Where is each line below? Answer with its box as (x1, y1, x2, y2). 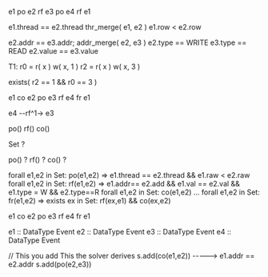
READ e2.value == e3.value (8, 46, 98, 55)
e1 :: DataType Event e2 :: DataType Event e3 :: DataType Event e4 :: (8, 227, 232, 236)
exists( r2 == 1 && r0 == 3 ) (8, 78, 98, 86)
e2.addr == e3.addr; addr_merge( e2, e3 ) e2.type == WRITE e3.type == (8, 38, 247, 47)
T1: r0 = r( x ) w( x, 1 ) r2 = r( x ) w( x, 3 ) (8, 62, 141, 71)
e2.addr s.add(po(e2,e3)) (8, 259, 92, 269)
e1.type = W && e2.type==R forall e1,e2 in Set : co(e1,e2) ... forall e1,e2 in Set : (8, 187, 260, 197)
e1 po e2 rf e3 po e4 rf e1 (8, 7, 91, 16)
